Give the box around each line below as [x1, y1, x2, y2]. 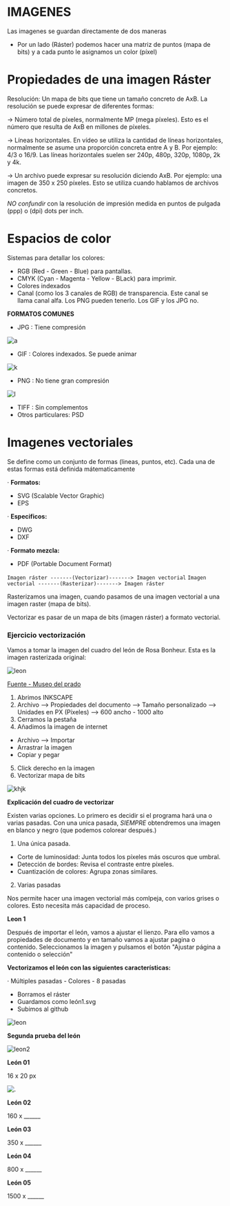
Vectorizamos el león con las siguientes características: [7, 963, 171, 972]
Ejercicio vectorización [7, 630, 86, 640]
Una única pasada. [17, 839, 71, 848]
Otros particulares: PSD [17, 410, 84, 419]
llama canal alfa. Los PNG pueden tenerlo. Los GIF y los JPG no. [17, 296, 199, 304]
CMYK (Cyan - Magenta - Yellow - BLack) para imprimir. [17, 274, 177, 283]
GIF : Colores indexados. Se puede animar [17, 350, 137, 358]
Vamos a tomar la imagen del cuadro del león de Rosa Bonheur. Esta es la [7, 646, 216, 654]
